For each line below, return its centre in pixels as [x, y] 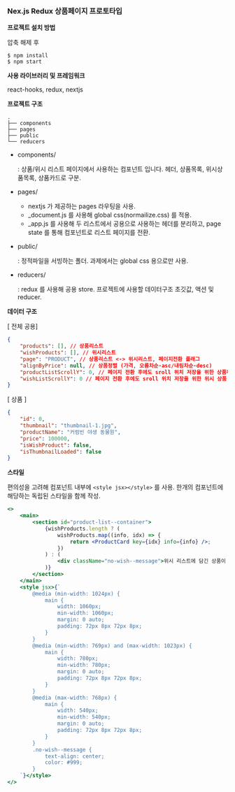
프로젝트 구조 [25, 104]
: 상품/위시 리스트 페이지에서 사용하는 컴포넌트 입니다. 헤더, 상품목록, [111, 169]
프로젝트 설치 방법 [31, 28]
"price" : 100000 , [45, 438]
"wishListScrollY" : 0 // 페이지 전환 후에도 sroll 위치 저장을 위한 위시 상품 [123, 379]
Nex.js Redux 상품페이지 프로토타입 [65, 10]
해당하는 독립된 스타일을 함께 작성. [54, 496]
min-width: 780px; [84, 665]
